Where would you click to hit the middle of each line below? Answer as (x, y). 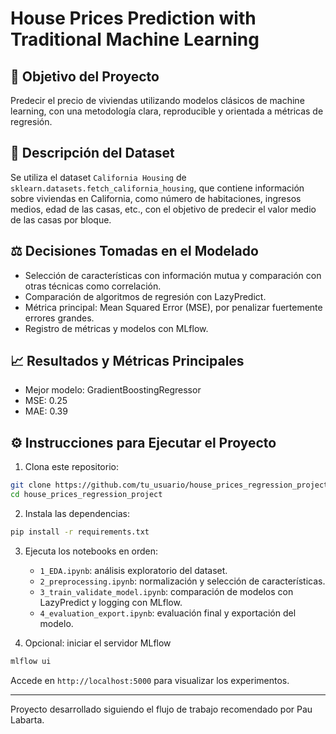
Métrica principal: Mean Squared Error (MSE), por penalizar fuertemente (173, 307)
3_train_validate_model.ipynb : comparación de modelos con (166, 591)
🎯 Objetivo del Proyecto (85, 76)
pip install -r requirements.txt (80, 532)
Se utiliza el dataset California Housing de (98, 177)
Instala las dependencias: (77, 513)
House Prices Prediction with (133, 18)
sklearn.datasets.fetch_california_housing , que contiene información (157, 188)
